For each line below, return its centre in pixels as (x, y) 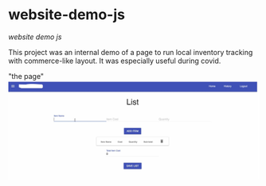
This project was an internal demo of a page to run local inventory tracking (131, 52)
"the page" (26, 76)
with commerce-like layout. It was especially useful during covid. (115, 61)
